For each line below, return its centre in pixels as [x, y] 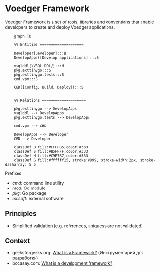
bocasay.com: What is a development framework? [62, 263]
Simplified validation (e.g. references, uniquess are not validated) [77, 226]
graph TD [23, 36]
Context [18, 241]
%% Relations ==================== [50, 100]
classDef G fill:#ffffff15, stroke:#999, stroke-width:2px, [76, 160]
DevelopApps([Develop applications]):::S [56, 57]
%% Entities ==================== [49, 44]
